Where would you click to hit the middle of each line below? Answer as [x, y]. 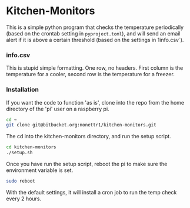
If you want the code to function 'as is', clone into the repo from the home [95, 102]
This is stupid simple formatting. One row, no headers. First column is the [95, 68]
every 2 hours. [24, 199]
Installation [23, 90]
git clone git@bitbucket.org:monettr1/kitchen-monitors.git [81, 125]
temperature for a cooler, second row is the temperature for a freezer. [90, 74]
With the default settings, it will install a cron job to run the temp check [91, 192]
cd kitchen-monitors [31, 147]
